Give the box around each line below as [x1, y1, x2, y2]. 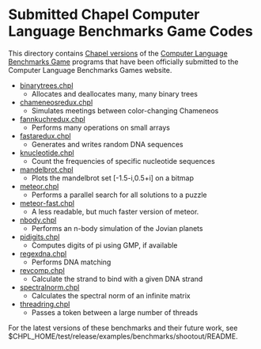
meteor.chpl [19, 181, 59, 191]
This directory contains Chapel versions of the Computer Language [8, 48, 228, 58]
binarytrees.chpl [19, 81, 74, 90]
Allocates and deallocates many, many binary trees [31, 89, 198, 98]
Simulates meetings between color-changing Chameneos [31, 105, 219, 116]
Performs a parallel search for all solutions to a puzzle [31, 190, 207, 199]
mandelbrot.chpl [19, 165, 74, 174]
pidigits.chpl [19, 232, 60, 241]
